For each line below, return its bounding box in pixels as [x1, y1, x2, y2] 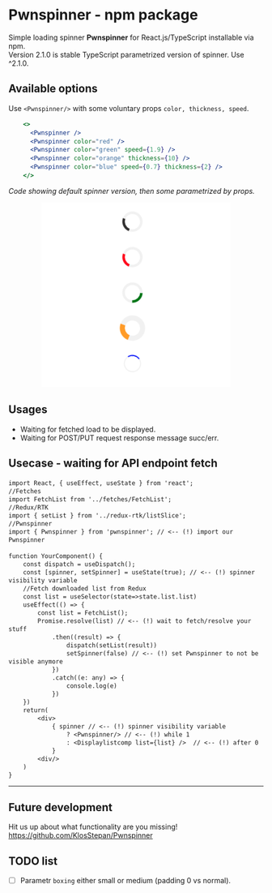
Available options [8, 82, 99, 96]
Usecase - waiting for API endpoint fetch [8, 457, 218, 470]
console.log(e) [66, 681, 117, 690]
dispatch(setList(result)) [66, 641, 158, 650]
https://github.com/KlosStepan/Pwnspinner [8, 831, 153, 840]
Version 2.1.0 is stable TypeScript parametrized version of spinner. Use [8, 49, 244, 59]
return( [23, 706, 49, 715]
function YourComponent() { [8, 552, 104, 560]
